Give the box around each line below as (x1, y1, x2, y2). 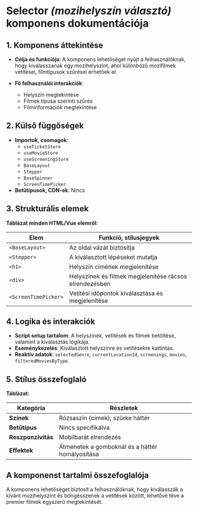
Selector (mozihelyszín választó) (6, 4, 172, 18)
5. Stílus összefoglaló (6, 374, 87, 384)
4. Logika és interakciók (6, 317, 95, 327)
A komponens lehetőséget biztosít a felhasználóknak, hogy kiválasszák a (6, 486, 183, 493)
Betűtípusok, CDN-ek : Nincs (14, 186, 85, 194)
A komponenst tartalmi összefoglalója (6, 470, 149, 480)
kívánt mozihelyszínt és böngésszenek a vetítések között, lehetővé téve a (6, 492, 184, 499)
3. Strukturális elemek (6, 204, 89, 214)
